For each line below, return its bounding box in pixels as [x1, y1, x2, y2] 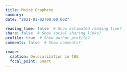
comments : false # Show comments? [5, 40, 81, 46]
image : [5, 49, 19, 54]
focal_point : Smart [10, 59, 52, 64]
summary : [5, 12, 24, 17]
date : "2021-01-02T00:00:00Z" [5, 17, 70, 22]
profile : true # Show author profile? [5, 35, 90, 41]
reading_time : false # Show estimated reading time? [5, 26, 122, 31]
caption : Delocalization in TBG [10, 54, 79, 59]
